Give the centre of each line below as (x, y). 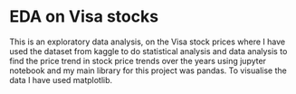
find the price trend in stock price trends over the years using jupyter (138, 61)
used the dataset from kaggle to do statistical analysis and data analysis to (148, 51)
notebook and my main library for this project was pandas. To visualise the (148, 70)
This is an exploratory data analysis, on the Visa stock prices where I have (148, 42)
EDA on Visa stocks (84, 17)
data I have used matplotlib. (61, 80)
